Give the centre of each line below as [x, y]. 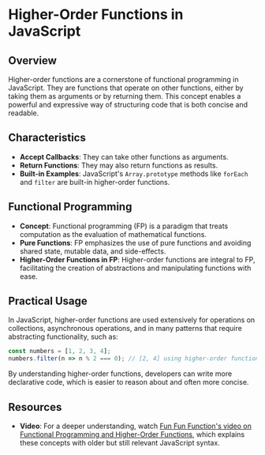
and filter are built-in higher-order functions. [95, 182]
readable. [24, 113]
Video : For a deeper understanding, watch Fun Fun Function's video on [136, 426]
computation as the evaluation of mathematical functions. [113, 234]
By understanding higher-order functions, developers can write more [120, 374]
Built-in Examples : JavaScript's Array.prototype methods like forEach [134, 173]
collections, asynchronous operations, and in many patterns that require [125, 329]
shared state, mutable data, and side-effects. [93, 251]
